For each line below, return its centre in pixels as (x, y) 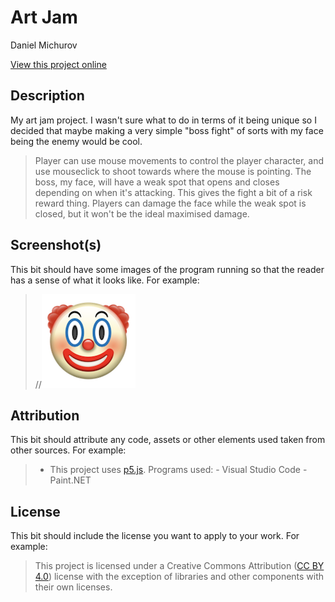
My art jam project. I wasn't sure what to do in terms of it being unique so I (163, 120)
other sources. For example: (68, 450)
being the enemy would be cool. (76, 141)
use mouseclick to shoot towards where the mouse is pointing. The (173, 171)
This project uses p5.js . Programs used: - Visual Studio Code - (178, 470)
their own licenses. (73, 587)
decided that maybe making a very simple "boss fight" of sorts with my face (167, 130)
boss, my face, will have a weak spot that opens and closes (157, 182)
